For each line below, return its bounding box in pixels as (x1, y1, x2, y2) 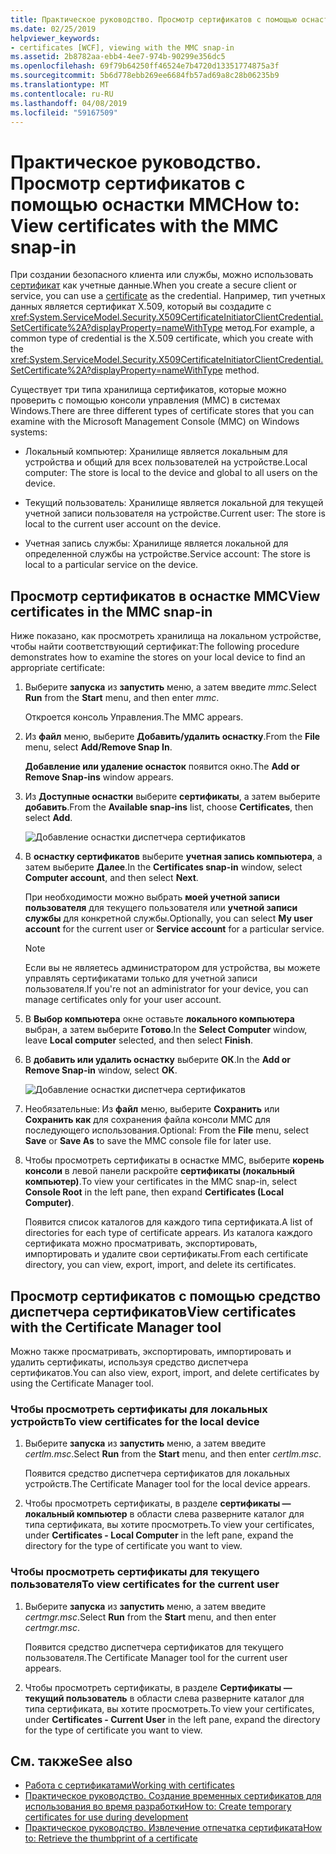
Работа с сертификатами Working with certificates (24, 1779, 235, 1791)
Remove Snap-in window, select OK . (24, 1064, 178, 1076)
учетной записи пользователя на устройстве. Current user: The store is (24, 507, 326, 520)
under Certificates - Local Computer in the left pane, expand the (24, 1529, 294, 1541)
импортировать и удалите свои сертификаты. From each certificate (24, 1248, 309, 1260)
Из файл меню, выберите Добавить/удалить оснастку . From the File (24, 731, 321, 743)
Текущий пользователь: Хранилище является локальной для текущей (24, 497, 324, 509)
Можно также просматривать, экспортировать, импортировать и (10, 1345, 292, 1357)
